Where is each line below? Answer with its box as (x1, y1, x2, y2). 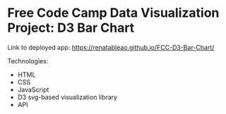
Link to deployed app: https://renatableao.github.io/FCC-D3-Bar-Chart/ (7, 43, 215, 51)
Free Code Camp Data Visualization (7, 5, 220, 21)
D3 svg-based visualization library (17, 93, 118, 101)
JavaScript (17, 85, 49, 94)
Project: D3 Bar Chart (7, 20, 135, 36)
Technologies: (7, 56, 49, 65)
